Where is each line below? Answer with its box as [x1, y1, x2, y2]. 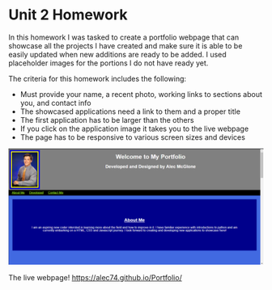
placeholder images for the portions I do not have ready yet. [8, 58, 209, 68]
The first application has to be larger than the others [19, 115, 194, 124]
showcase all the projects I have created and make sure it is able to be [8, 40, 243, 50]
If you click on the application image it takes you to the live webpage [19, 124, 249, 133]
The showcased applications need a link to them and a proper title [19, 107, 241, 116]
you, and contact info [19, 98, 91, 107]
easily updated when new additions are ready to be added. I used [8, 49, 227, 59]
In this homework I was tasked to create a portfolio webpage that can [8, 32, 240, 42]
